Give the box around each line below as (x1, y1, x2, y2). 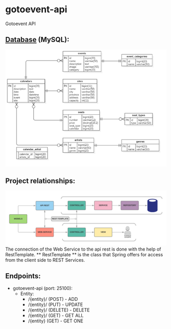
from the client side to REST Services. (5, 257, 85, 263)
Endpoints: (5, 272, 41, 280)
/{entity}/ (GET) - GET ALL (28, 313, 84, 319)
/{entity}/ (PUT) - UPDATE (28, 301, 83, 308)
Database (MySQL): (5, 35, 70, 44)
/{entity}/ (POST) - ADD (28, 296, 78, 302)
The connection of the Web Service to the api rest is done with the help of (5, 246, 161, 252)
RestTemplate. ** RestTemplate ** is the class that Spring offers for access (5, 251, 163, 257)
